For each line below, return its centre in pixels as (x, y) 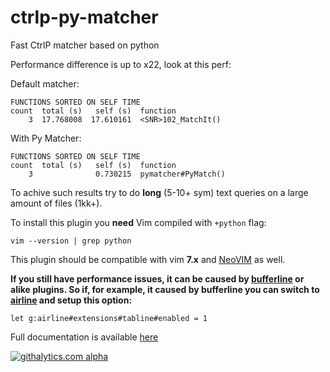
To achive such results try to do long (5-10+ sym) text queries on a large (159, 192)
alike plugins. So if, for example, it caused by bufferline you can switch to (165, 289)
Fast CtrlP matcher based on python (85, 45)
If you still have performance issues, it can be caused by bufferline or (157, 278)
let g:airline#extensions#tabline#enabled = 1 (109, 318)
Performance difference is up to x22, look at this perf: (121, 64)
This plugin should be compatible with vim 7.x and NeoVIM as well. (148, 259)
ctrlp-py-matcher (84, 17)
